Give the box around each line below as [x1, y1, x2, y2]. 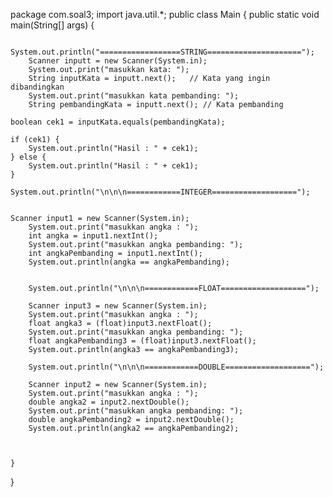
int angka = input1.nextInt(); [28, 231, 159, 241]
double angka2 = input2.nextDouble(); [28, 397, 190, 407]
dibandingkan [10, 82, 65, 92]
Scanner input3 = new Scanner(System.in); [28, 301, 208, 311]
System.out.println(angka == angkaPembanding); [28, 257, 230, 267]
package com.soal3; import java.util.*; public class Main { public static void [10, 9, 320, 20]
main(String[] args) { [10, 19, 95, 31]
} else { [10, 152, 47, 162]
